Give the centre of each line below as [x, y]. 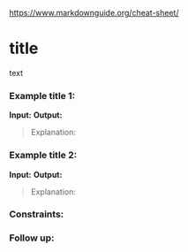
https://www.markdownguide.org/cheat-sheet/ [94, 13]
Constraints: [37, 214]
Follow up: [32, 238]
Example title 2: [43, 156]
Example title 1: [42, 95]
